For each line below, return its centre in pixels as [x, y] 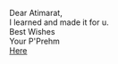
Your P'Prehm [35, 41]
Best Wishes [32, 32]
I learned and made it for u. [59, 22]
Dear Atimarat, [36, 13]
